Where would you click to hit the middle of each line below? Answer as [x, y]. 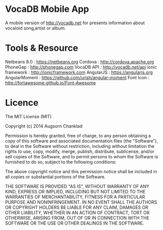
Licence [22, 103]
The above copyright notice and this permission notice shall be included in [81, 171]
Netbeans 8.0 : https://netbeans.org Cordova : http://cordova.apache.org [80, 62]
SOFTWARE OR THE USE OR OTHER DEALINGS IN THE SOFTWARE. [75, 223]
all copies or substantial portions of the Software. [55, 177]
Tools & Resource [42, 48]
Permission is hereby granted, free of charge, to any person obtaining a [78, 136]
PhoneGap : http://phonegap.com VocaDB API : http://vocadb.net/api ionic [81, 67]
